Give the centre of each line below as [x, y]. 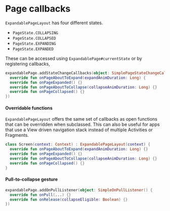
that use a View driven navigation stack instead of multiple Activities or [79, 130]
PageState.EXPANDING [34, 43]
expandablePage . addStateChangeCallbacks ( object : [57, 73]
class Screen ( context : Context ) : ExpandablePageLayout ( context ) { [78, 144]
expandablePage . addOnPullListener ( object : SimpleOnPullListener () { [79, 190]
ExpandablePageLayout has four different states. [54, 23]
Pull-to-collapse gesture [32, 179]
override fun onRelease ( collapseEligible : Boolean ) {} [69, 199]
